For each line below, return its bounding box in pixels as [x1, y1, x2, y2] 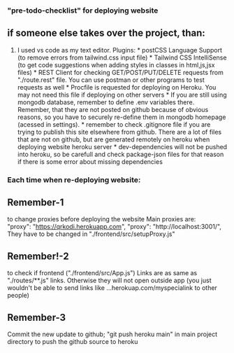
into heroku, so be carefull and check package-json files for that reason [17, 150, 224, 158]
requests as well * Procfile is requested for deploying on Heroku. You [17, 83, 217, 91]
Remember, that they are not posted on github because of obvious [17, 105, 209, 113]
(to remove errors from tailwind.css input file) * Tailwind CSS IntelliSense [17, 53, 227, 62]
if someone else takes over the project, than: [7, 27, 206, 39]
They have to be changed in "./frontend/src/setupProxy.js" [7, 230, 175, 238]
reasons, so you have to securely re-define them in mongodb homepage [17, 113, 226, 121]
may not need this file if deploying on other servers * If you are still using [17, 90, 227, 99]
